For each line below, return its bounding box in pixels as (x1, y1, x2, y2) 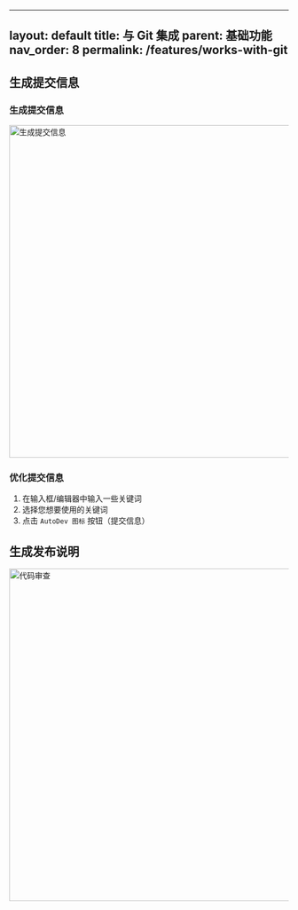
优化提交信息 (9, 472, 65, 483)
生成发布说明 (9, 544, 80, 559)
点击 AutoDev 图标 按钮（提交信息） (21, 515, 150, 526)
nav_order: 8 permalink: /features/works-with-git (9, 43, 288, 58)
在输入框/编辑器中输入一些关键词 (21, 493, 142, 504)
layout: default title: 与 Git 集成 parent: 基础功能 (9, 28, 273, 43)
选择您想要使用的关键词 (21, 505, 108, 515)
